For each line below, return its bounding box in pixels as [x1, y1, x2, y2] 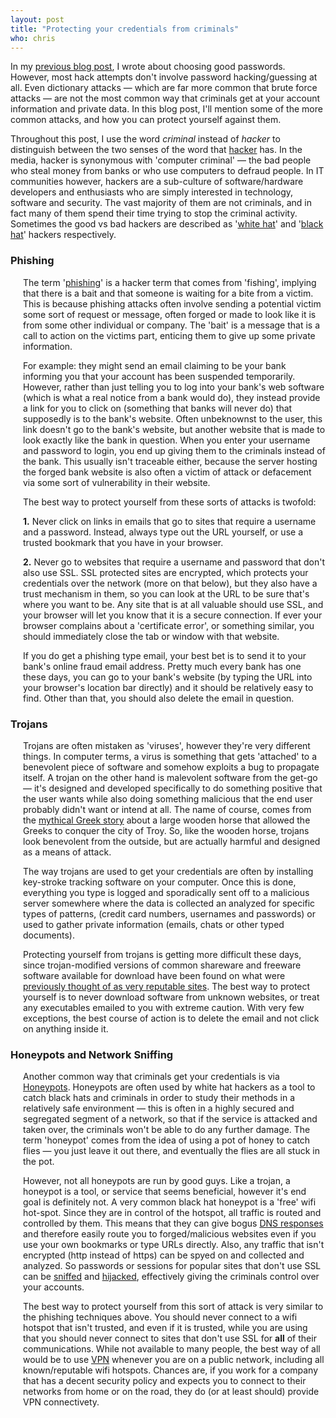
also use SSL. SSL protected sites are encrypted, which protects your [23, 566, 309, 578]
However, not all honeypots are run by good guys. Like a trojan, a [23, 1175, 291, 1187]
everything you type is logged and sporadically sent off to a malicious [23, 886, 310, 898]
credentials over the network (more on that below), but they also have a [23, 577, 318, 589]
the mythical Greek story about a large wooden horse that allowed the [23, 814, 311, 826]
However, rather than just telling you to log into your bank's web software [23, 381, 325, 393]
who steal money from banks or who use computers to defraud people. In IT [10, 165, 325, 177]
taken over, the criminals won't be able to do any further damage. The [23, 1124, 311, 1136]
